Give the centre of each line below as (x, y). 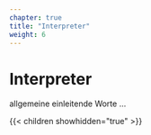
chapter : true (36, 18)
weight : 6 (28, 34)
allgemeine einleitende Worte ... (68, 103)
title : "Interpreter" (50, 26)
